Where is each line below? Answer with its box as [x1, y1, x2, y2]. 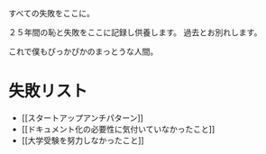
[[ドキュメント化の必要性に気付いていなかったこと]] [21, 123, 216, 134]
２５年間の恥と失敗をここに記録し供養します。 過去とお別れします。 [8, 27, 262, 38]
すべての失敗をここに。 [8, 8, 96, 18]
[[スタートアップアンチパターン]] [21, 112, 143, 123]
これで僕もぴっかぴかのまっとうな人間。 [8, 46, 159, 57]
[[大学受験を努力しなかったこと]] [21, 134, 145, 146]
